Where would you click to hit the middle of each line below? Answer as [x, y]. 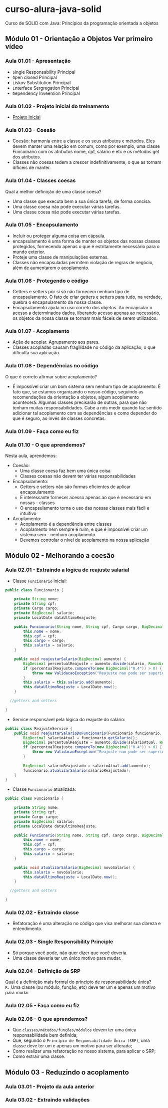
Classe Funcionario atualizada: [44, 789]
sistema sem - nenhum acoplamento [57, 534]
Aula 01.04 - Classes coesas [40, 180]
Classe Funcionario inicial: [39, 581]
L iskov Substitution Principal [41, 82]
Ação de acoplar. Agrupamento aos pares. [56, 342]
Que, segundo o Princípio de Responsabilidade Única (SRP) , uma [81, 1040]
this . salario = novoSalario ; [53, 872]
